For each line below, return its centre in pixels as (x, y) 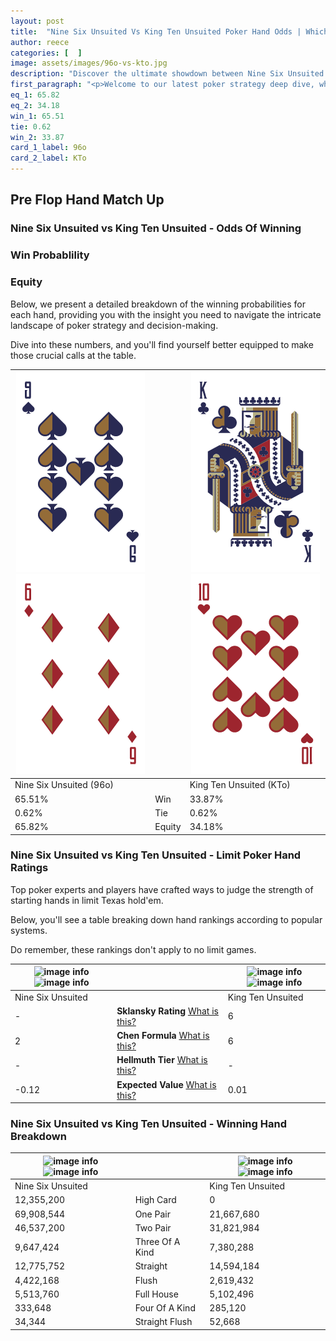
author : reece (40, 42)
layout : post (37, 21)
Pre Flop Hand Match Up (87, 200)
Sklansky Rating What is (167, 1011)
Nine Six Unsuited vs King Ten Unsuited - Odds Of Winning (156, 228)
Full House (156, 1294)
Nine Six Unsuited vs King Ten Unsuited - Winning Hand (148, 1123)
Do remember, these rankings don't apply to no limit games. (133, 949)
